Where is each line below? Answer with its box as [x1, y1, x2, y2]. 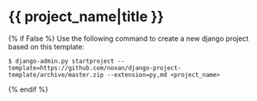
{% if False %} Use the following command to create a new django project [8, 34, 249, 43]
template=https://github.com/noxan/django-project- [8, 63, 181, 72]
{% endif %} [8, 85, 49, 94]
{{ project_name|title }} [8, 8, 164, 26]
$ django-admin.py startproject [8, 57, 114, 65]
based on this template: [8, 41, 85, 51]
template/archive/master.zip [8, 70, 104, 78]
